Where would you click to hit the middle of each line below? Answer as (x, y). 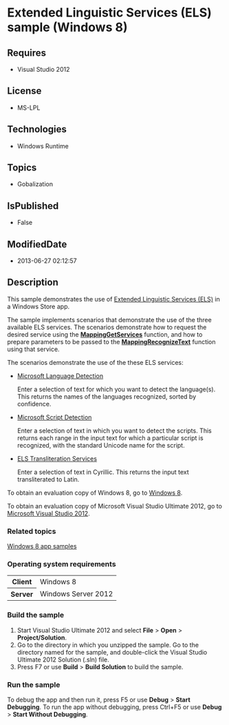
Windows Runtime (43, 146)
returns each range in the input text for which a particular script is (110, 438)
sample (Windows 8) (67, 27)
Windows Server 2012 (77, 594)
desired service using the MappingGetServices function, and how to (105, 334)
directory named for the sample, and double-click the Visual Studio (112, 652)
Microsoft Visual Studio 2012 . (49, 513)
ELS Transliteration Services (57, 458)
